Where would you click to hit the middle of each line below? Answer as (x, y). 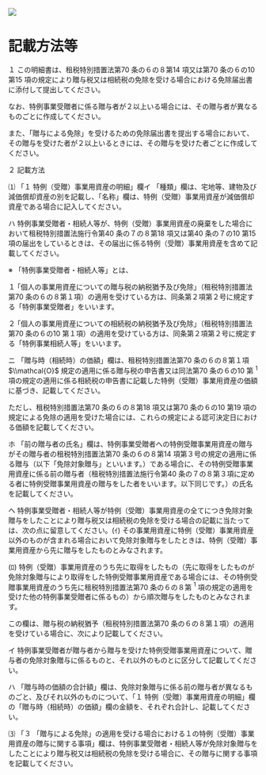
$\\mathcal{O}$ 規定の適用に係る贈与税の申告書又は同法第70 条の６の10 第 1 (133, 370)
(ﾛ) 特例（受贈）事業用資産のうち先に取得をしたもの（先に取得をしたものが (131, 566)
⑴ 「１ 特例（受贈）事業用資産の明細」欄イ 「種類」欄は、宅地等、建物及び (133, 186)
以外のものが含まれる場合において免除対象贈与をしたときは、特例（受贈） (129, 540)
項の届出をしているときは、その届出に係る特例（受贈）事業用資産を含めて (129, 243)
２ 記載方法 (27, 170)
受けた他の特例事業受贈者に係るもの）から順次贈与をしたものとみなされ (126, 597)
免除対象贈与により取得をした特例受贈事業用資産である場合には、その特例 (129, 577)
